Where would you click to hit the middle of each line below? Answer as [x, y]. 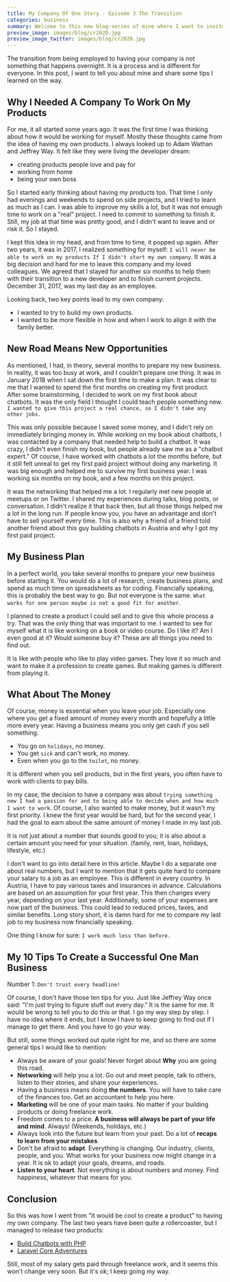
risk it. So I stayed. [33, 229]
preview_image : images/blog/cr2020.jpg [64, 33]
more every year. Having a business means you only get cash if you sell [108, 726]
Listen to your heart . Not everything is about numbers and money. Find [118, 1170]
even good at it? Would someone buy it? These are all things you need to [110, 638]
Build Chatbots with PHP [52, 1243]
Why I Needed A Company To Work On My [99, 102]
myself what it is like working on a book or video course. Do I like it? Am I [110, 630]
